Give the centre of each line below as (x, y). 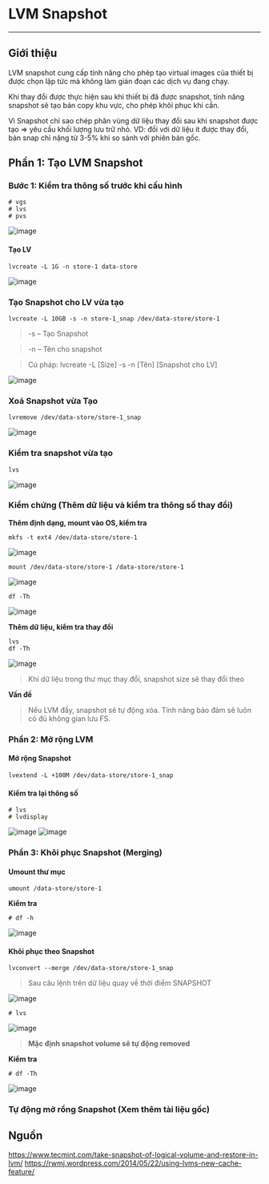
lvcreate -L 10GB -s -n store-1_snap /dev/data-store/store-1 (114, 318)
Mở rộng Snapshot (40, 759)
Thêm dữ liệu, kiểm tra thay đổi (61, 626)
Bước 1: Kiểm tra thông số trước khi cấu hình (95, 186)
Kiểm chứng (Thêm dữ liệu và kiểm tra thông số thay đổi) (121, 505)
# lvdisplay (28, 817)
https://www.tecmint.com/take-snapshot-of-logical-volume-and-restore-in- (133, 1155)
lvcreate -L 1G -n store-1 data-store (73, 266)
